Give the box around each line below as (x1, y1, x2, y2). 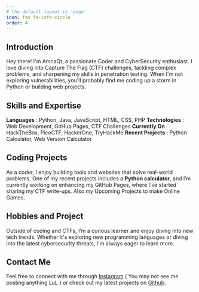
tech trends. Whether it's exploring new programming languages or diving (6, 233, 188, 241)
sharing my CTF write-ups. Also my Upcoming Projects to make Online (6, 188, 180, 195)
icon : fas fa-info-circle (6, 14, 71, 20)
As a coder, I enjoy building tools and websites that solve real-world (6, 168, 173, 176)
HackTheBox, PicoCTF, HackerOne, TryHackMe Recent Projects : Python (6, 129, 187, 136)
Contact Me (6, 257, 51, 268)
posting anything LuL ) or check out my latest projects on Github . (6, 279, 166, 287)
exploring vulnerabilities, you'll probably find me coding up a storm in (6, 77, 177, 84)
